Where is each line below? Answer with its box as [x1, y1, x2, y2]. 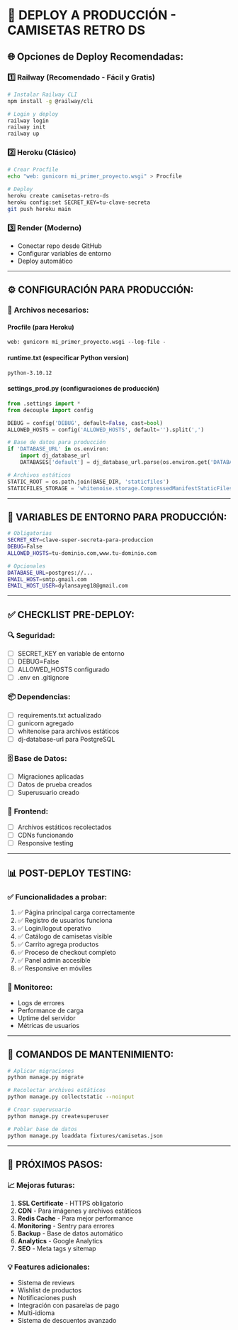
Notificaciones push [17, 1293, 76, 1302]
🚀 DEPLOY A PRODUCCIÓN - [7, 7, 177, 23]
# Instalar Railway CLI [7, 91, 78, 98]
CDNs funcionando [17, 831, 74, 839]
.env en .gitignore [17, 674, 69, 682]
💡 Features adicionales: [7, 1262, 90, 1272]
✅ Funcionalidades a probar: [7, 892, 108, 902]
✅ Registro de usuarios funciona [17, 917, 113, 925]
